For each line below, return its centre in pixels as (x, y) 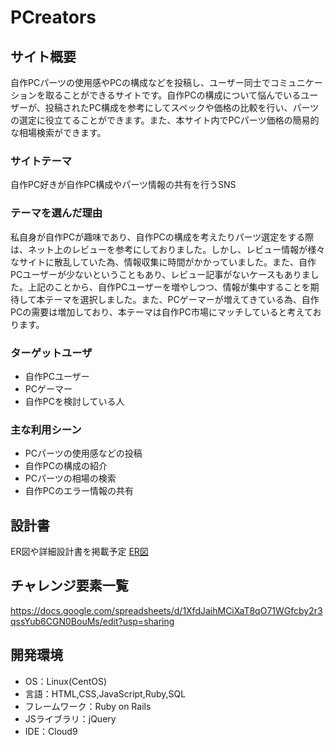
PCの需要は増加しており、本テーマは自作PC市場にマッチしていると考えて (161, 312)
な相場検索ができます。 (58, 132)
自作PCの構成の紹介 (66, 466)
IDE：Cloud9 (51, 731)
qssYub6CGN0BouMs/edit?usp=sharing (92, 621)
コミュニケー (296, 82)
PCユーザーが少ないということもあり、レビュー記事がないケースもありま (160, 274)
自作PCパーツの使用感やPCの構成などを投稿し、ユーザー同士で (140, 82)
